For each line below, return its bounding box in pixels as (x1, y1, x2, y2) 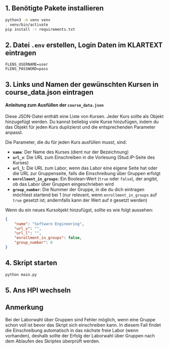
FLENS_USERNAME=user (5, 62, 49, 67)
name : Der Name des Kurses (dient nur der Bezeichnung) (12, 149, 129, 155)
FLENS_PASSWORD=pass (5, 67, 49, 72)
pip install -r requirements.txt (5, 27, 75, 32)
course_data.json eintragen (5, 88, 94, 96)
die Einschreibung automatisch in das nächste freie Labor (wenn (5, 327, 139, 333)
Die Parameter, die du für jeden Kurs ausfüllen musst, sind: (5, 139, 127, 145)
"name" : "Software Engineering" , (14, 221, 84, 226)
